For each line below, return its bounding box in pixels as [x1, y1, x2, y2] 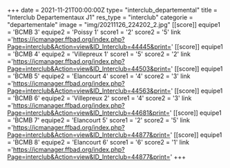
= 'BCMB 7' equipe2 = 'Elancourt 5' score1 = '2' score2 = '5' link [7, 116, 190, 124]
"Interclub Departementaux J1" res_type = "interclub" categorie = [7, 13, 193, 21]
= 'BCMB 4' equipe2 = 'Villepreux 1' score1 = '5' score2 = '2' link [7, 50, 191, 58]
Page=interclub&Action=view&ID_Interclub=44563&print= [7, 86, 171, 95]
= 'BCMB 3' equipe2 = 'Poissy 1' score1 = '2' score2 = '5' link [7, 28, 181, 36]
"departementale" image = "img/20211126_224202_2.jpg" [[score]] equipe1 [7, 21, 221, 28]
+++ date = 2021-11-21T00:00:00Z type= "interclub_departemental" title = [7, 6, 218, 14]
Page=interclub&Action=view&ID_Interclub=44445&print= [7, 43, 171, 50]
